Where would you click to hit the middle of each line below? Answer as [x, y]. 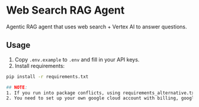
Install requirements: [40, 66]
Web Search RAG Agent [65, 10]
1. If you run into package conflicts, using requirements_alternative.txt [102, 93]
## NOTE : [17, 87]
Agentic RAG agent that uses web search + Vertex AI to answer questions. [97, 27]
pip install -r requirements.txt [47, 77]
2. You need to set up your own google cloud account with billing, [92, 98]
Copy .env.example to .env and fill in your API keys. [77, 59]
